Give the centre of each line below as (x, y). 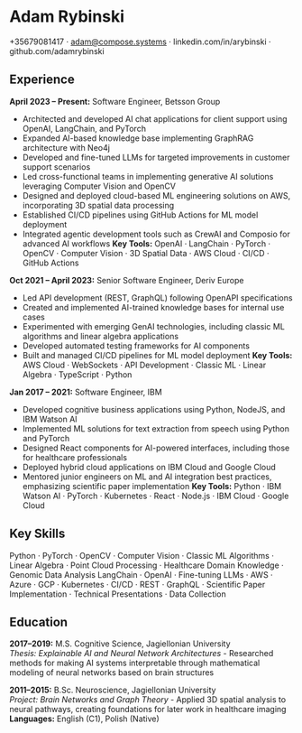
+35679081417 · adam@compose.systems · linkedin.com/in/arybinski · (141, 42)
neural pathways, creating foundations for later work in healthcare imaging (148, 710)
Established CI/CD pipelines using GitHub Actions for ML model (140, 215)
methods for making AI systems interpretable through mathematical (135, 663)
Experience (42, 80)
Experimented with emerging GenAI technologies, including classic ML (154, 326)
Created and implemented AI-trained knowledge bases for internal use (153, 307)
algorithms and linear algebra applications (100, 336)
